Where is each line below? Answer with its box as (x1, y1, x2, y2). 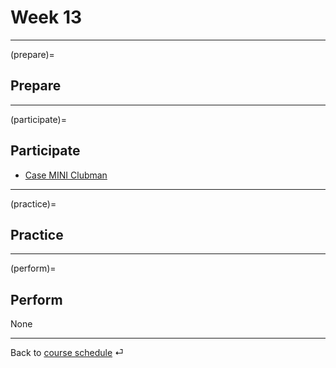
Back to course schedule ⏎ (10, 347, 124, 359)
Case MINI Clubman (24, 169, 108, 181)
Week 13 (10, 6, 83, 29)
